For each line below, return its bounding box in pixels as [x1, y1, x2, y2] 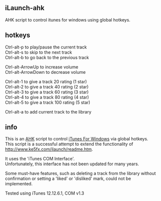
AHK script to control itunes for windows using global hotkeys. [5, 17, 131, 22]
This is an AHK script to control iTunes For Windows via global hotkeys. [5, 136, 149, 142]
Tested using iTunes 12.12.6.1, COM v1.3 [5, 190, 84, 196]
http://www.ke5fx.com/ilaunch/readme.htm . [5, 146, 93, 152]
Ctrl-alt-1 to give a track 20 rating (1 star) [5, 78, 87, 85]
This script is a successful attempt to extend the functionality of [5, 141, 133, 147]
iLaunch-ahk [5, 4, 45, 12]
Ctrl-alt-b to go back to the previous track [5, 54, 89, 60]
